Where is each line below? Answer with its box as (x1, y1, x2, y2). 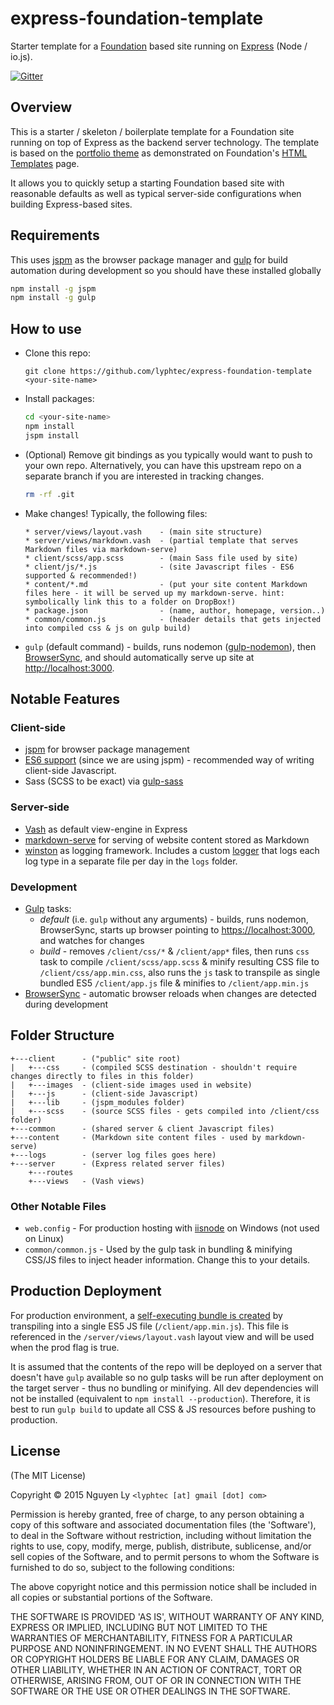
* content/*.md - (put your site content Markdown (24, 579, 308, 589)
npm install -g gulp (10, 293, 97, 303)
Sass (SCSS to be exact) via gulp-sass (24, 775, 184, 787)
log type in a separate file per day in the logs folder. (24, 855, 238, 867)
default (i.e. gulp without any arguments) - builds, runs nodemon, (39, 913, 309, 925)
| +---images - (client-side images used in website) (10, 1080, 253, 1090)
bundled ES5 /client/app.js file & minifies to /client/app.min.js (39, 977, 310, 989)
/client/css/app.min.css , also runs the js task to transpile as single (39, 966, 321, 978)
